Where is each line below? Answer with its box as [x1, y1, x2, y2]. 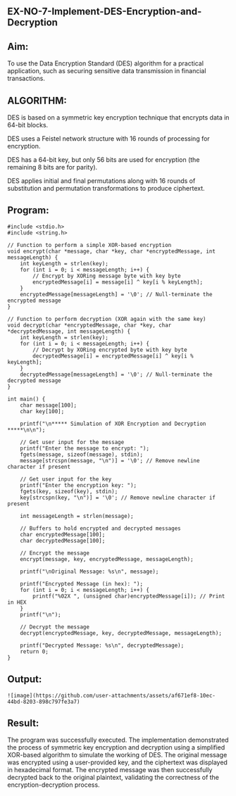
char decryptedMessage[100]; [20, 537, 106, 544]
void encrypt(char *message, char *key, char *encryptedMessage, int [7, 248, 216, 255]
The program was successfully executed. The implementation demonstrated [7, 735, 229, 745]
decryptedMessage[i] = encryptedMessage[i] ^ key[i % [32, 352, 194, 360]
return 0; [20, 647, 49, 655]
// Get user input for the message [20, 438, 125, 446]
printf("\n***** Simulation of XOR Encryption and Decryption [20, 420, 206, 427]
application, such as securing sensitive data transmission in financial [7, 67, 206, 75]
